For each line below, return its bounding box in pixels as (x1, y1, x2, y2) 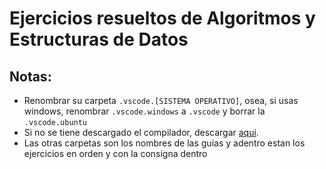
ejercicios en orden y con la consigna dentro (23, 148, 208, 159)
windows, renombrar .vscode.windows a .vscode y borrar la (23, 105, 266, 117)
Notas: (9, 68, 52, 85)
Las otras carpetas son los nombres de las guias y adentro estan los (23, 137, 306, 149)
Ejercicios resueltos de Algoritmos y (9, 7, 316, 30)
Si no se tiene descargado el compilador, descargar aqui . (23, 127, 259, 138)
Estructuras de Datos (9, 28, 189, 51)
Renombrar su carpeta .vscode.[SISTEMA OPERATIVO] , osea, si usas (23, 95, 299, 106)
